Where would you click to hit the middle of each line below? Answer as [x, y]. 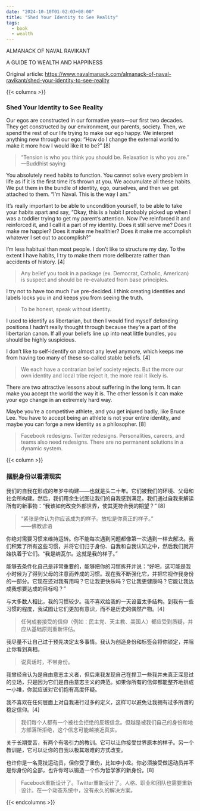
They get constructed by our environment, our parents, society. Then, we [96, 127]
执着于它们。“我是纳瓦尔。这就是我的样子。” [64, 554]
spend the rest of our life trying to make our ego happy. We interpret [90, 133]
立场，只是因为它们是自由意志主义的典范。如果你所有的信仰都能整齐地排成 [102, 682]
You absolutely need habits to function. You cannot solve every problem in [97, 175]
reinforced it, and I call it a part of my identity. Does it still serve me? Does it [99, 225]
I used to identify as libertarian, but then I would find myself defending [92, 321]
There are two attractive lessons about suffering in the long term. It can [93, 387]
